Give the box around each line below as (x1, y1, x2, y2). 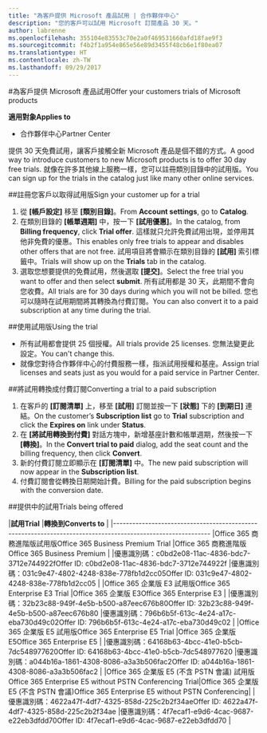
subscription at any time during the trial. (19, 305, 151, 315)
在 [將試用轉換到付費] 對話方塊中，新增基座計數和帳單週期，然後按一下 (19, 429, 253, 439)
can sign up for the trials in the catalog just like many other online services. (8, 173, 255, 183)
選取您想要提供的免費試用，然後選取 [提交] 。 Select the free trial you (19, 266, 244, 276)
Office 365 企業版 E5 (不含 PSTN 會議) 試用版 (106, 667, 255, 676)
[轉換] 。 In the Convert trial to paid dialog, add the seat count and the (19, 439, 249, 449)
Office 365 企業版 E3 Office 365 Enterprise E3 (73, 588, 222, 598)
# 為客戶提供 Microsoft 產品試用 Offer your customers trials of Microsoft (8, 86, 241, 96)
